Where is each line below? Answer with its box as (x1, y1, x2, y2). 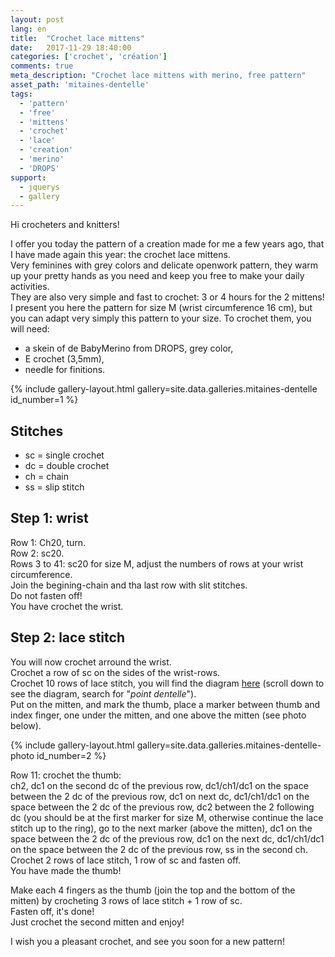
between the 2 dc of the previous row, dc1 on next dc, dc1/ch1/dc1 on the (10, 790, 310, 802)
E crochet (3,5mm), (24, 353, 105, 365)
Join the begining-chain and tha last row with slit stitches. (10, 579, 248, 591)
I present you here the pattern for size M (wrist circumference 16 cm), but (10, 302, 313, 314)
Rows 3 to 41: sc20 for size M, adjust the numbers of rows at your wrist (10, 557, 304, 570)
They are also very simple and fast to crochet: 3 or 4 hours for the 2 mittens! (10, 291, 325, 303)
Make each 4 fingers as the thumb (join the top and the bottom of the (10, 884, 296, 896)
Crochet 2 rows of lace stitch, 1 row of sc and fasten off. (10, 854, 242, 866)
